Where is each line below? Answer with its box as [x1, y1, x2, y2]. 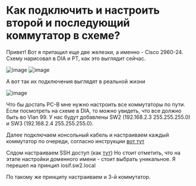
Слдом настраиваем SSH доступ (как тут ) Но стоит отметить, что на [6, 149, 181, 156]
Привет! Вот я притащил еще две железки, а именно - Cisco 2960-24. [6, 48, 184, 55]
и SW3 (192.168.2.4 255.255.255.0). [6, 119, 94, 127]
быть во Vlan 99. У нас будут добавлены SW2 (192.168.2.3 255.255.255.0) [6, 114, 191, 121]
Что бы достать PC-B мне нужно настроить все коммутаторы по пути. [6, 100, 185, 108]
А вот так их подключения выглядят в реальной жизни [6, 78, 146, 85]
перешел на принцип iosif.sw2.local [6, 162, 96, 169]
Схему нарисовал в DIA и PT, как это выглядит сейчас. [6, 55, 146, 62]
